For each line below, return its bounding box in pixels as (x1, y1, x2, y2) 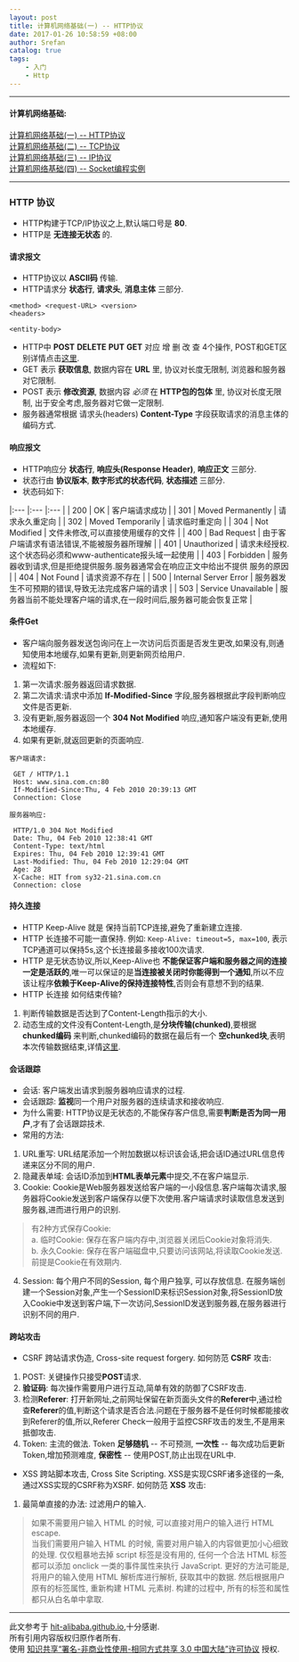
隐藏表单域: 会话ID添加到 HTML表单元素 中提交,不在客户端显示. (21, 1170, 249, 1182)
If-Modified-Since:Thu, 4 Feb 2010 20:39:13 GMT (12, 785, 198, 794)
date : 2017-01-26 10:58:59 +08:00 (9, 29, 138, 38)
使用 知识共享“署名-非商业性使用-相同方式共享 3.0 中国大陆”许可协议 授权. (9, 1643, 280, 1655)
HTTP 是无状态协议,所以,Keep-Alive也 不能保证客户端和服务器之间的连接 (21, 955, 287, 966)
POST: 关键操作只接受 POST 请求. (21, 1371, 142, 1383)
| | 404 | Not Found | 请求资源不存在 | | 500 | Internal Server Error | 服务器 (9, 572, 279, 583)
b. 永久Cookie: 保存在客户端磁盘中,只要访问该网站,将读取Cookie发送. (30, 1245, 283, 1256)
